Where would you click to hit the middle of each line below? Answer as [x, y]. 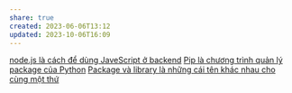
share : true [32, 18]
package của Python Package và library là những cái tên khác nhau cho [143, 70]
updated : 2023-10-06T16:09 [60, 34]
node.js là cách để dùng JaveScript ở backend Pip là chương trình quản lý [146, 60]
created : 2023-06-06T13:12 [60, 26]
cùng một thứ [34, 79]
